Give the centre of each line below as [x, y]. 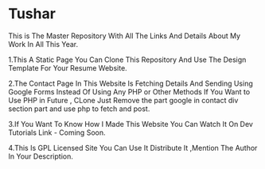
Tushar [32, 14]
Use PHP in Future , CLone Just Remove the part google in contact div [123, 100]
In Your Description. [41, 156]
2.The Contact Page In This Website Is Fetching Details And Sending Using [131, 83]
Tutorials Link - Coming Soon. [57, 133]
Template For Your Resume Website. [68, 67]
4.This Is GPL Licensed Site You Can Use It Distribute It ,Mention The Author [133, 148]
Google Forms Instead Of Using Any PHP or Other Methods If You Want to [129, 91]
